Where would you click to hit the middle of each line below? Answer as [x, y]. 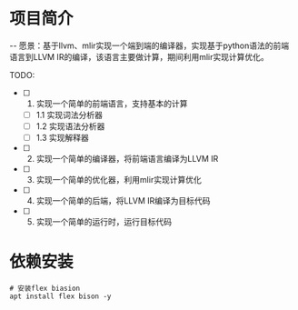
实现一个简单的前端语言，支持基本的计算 [112, 103]
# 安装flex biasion [45, 289]
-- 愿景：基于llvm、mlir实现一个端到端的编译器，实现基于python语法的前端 [149, 45]
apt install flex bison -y [60, 296]
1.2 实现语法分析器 [70, 126]
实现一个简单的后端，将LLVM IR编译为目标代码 [123, 201]
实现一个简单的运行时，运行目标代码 [104, 222]
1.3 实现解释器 [62, 138]
